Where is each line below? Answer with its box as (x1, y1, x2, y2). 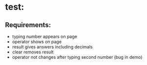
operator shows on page (12, 39, 62, 45)
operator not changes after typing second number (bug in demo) (12, 54, 143, 60)
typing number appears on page (12, 33, 77, 39)
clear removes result (12, 49, 54, 55)
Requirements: (5, 21, 51, 29)
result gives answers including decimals (12, 44, 93, 49)
